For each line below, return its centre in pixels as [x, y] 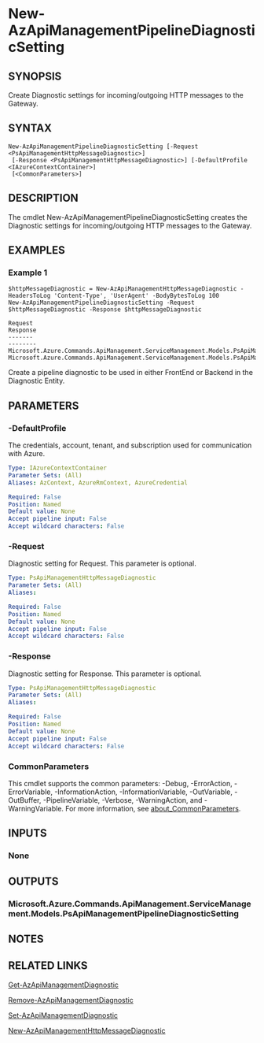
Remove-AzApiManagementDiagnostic [71, 1000]
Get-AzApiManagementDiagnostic [64, 985]
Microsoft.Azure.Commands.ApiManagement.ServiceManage [130, 904]
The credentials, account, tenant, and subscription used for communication [130, 445]
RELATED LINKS [48, 966]
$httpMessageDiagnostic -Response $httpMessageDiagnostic [105, 310]
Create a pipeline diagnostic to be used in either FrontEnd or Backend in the [131, 373]
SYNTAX [30, 128]
